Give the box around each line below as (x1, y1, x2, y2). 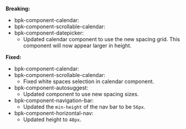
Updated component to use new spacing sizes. (23, 91, 139, 97)
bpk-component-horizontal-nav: (14, 110, 94, 116)
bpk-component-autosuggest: (14, 84, 89, 91)
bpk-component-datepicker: (14, 29, 84, 36)
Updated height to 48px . (23, 116, 82, 123)
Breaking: (5, 5, 30, 12)
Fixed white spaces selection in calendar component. (23, 78, 154, 85)
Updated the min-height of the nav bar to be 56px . (23, 103, 145, 110)
